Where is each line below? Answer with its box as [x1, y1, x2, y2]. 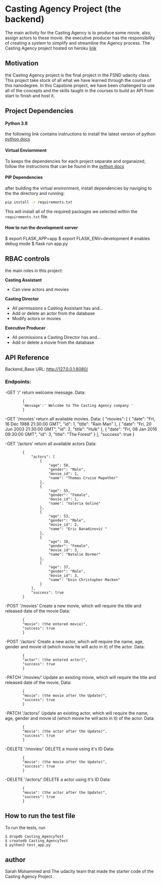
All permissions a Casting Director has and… [12, 334, 101, 340]
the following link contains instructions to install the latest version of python [5, 131, 156, 137]
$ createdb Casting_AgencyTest [5, 838, 68, 843]
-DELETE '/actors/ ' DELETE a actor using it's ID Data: [5, 776, 111, 782]
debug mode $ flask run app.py [5, 241, 68, 246]
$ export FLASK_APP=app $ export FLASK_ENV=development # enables [5, 235, 150, 241]
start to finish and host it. [5, 93, 55, 98]
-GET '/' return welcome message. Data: [5, 389, 86, 395]
